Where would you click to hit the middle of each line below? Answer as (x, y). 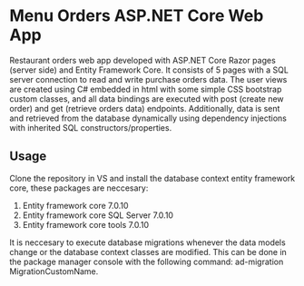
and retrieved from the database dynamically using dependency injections (148, 118)
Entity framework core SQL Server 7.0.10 (98, 215)
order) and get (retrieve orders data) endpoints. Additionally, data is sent (145, 108)
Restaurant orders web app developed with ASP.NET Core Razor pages (143, 60)
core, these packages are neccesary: (79, 188)
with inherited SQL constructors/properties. (91, 127)
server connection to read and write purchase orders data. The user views (148, 79)
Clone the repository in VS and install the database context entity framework (152, 178)
